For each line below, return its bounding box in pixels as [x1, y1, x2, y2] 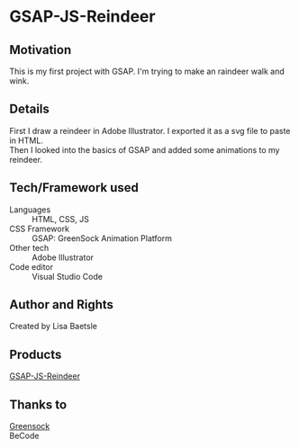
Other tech [9, 242, 50, 253]
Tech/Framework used [9, 180, 140, 195]
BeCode [9, 430, 40, 442]
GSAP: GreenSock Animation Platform [32, 232, 173, 244]
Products [9, 346, 62, 362]
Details [9, 102, 50, 117]
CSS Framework [9, 223, 70, 234]
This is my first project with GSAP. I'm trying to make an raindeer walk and [9, 66, 285, 76]
